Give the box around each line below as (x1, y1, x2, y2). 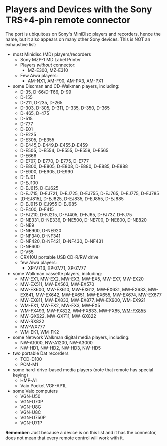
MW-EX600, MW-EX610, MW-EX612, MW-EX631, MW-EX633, (20, 286, 147, 292)
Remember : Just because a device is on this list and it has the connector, (5, 429, 157, 435)
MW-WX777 (20, 323, 45, 330)
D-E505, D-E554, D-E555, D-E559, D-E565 (20, 147, 109, 153)
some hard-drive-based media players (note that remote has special (12, 366, 154, 373)
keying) (12, 372, 29, 378)
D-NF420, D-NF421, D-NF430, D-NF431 (20, 238, 103, 244)
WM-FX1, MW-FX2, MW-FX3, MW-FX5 (20, 302, 100, 308)
